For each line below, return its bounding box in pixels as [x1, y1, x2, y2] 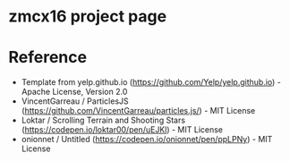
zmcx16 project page [8, 6, 167, 27]
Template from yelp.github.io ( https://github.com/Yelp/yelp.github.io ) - [21, 77, 281, 88]
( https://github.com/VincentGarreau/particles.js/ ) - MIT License [21, 106, 256, 116]
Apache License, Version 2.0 [21, 87, 128, 97]
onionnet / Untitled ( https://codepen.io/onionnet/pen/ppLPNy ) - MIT [21, 134, 273, 145]
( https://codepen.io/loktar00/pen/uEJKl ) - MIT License [21, 124, 224, 135]
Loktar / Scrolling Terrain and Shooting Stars [21, 114, 185, 126]
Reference [8, 47, 87, 68]
